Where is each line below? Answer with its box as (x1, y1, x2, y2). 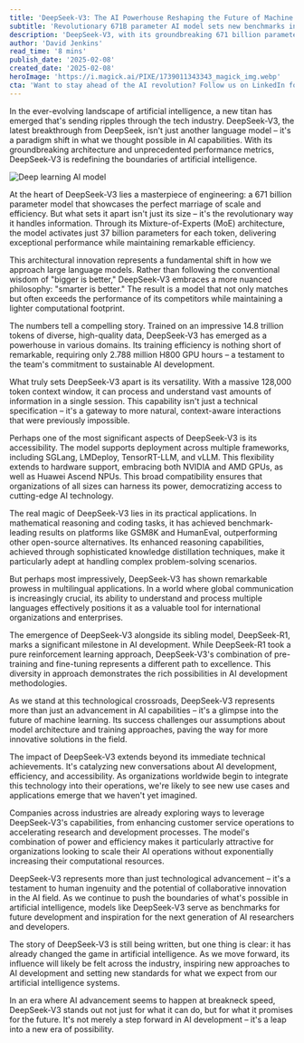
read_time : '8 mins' (9, 47, 88, 56)
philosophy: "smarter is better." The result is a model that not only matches (9, 283, 289, 295)
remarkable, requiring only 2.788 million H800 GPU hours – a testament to (9, 349, 285, 360)
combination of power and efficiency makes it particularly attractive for (9, 835, 274, 847)
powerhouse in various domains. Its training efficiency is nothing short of (9, 339, 282, 350)
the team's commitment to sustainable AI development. (9, 359, 215, 370)
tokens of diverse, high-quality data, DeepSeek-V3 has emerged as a (9, 330, 267, 341)
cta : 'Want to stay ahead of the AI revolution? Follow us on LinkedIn (9, 81, 285, 90)
